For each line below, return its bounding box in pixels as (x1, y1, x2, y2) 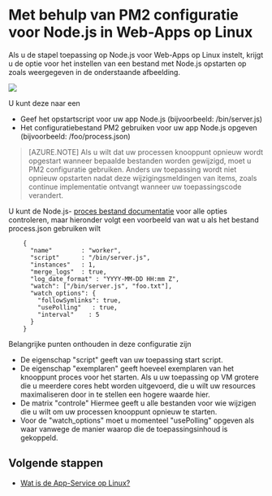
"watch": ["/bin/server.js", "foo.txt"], (29, 282, 173, 290)
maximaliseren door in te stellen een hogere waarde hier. (19, 389, 210, 399)
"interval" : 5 (37, 310, 100, 318)
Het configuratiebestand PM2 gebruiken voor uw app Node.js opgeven (19, 122, 257, 132)
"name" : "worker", (29, 246, 122, 254)
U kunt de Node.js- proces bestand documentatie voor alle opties (8, 206, 227, 216)
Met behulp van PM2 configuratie (8, 6, 240, 24)
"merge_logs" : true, (29, 267, 107, 276)
